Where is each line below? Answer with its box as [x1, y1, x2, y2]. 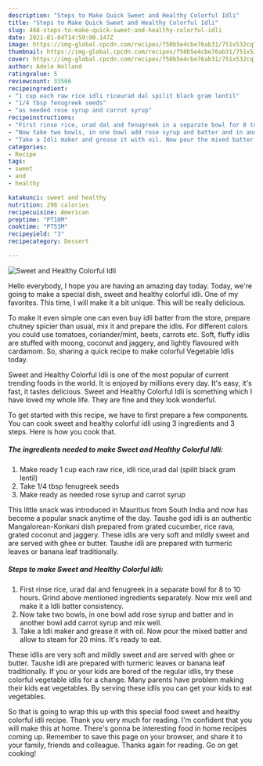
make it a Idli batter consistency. [19, 601, 124, 610]
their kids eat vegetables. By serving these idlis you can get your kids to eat [8, 683, 253, 692]
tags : [8, 158, 26, 166]
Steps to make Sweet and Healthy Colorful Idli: [8, 565, 164, 574]
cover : [8, 56, 30, 64]
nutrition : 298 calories [8, 201, 89, 209]
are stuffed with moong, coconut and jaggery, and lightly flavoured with [8, 338, 239, 347]
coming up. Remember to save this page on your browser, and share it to [8, 731, 243, 741]
